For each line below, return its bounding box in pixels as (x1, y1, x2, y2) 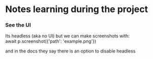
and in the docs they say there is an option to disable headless (5, 48, 136, 54)
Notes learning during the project (5, 4, 148, 15)
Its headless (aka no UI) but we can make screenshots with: (5, 33, 130, 39)
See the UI (5, 22, 31, 29)
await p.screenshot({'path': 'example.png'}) (5, 38, 96, 44)
